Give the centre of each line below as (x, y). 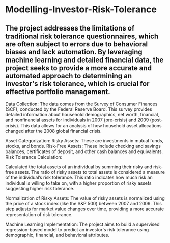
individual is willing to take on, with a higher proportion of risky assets (78, 183)
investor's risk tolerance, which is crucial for (77, 84)
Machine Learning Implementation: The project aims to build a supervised (82, 224)
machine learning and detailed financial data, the (84, 60)
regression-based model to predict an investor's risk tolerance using (77, 230)
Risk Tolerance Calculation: (34, 157)
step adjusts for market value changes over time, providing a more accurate (85, 209)
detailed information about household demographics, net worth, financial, (82, 115)
